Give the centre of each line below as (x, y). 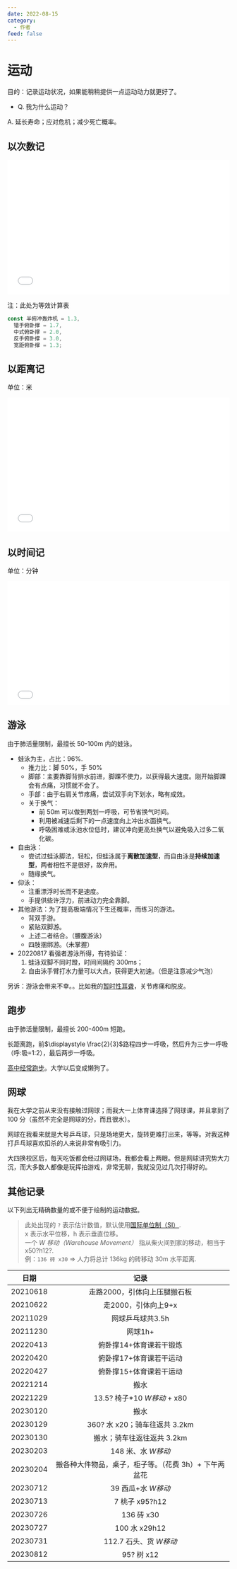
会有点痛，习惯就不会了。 (65, 785)
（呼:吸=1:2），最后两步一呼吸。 (53, 1052)
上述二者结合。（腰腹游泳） (67, 936)
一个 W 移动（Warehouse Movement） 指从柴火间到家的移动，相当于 (125, 1243)
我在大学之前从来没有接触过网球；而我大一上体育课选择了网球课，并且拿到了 (119, 1110)
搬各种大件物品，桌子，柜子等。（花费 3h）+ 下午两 (140, 1464)
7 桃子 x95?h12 (140, 1502)
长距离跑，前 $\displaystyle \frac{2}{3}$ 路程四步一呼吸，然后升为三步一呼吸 (117, 1044)
